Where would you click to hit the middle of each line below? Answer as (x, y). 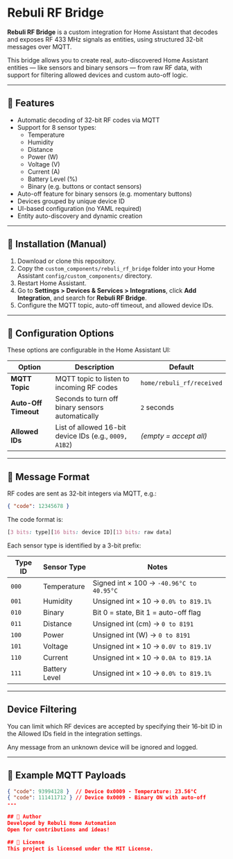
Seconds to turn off (87, 399)
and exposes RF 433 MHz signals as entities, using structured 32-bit (105, 39)
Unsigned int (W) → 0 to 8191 (141, 635)
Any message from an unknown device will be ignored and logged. (103, 747)
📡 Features (31, 103)
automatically (77, 416)
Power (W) (43, 157)
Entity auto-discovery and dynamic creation (80, 216)
